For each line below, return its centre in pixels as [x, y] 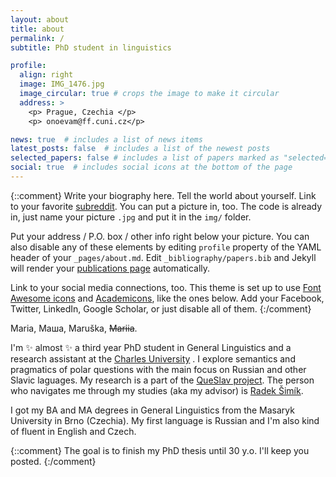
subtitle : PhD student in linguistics [91, 47]
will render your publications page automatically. [110, 268]
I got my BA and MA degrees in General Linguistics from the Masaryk [152, 410]
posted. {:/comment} [53, 461]
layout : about [40, 19]
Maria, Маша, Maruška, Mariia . [74, 328]
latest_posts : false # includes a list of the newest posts [140, 149]
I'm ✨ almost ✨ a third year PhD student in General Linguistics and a [151, 347]
